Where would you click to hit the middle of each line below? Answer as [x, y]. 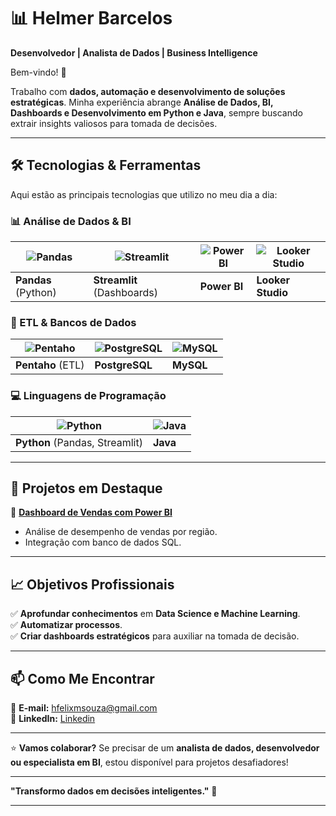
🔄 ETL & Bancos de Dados [73, 322]
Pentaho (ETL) [50, 365]
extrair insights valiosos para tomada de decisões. [114, 123]
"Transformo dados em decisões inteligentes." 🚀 [114, 791]
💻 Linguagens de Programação [88, 396]
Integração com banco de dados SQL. [103, 542]
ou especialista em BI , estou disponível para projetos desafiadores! [149, 762]
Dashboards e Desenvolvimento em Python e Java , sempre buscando [156, 112]
